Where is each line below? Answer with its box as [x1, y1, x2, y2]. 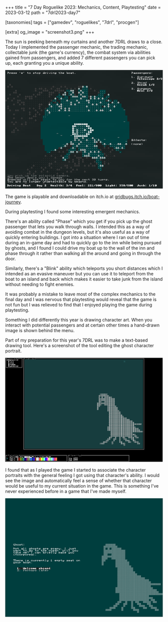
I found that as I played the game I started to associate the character [5, 466, 146, 473]
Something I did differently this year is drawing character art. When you [5, 317, 152, 323]
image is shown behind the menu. [5, 328, 75, 333]
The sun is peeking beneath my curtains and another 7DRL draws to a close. [5, 39, 162, 45]
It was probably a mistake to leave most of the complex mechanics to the [5, 291, 156, 297]
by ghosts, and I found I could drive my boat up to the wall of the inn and [5, 245, 155, 251]
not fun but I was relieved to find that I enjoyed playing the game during [5, 302, 152, 307]
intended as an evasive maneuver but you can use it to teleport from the [5, 271, 154, 276]
